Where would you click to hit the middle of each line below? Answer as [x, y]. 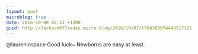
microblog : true [26, 17]
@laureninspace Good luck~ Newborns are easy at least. [76, 45]
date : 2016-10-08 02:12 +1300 [44, 22]
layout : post [22, 11]
